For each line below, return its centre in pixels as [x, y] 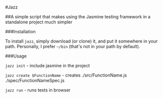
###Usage [16, 56]
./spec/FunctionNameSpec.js [35, 80]
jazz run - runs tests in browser [38, 90]
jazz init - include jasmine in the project [48, 66]
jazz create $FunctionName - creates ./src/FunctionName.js [66, 75]
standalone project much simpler [39, 22]
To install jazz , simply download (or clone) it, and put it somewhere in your [81, 41]
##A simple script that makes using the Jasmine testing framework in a [78, 17]
